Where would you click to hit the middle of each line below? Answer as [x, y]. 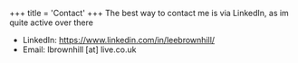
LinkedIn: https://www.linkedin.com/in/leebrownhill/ [119, 40]
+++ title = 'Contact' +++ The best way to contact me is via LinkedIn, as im [149, 13]
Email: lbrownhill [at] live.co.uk [79, 49]
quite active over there [51, 22]
